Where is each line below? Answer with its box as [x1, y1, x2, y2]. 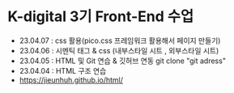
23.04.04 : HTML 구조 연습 [19, 66, 107, 75]
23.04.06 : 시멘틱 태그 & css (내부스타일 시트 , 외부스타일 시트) [19, 45, 219, 55]
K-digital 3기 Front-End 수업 [7, 7, 194, 26]
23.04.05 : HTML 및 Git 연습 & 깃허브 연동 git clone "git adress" [19, 56, 226, 66]
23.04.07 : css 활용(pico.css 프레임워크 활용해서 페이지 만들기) [19, 36, 221, 45]
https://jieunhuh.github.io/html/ [19, 74, 123, 85]
